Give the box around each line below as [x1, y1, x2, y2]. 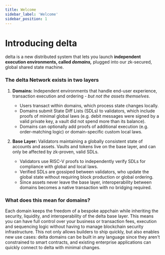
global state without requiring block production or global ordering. [19, 174, 154, 180]
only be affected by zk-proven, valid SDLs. [12, 149, 99, 155]
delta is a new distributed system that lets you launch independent [5, 54, 141, 60]
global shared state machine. [5, 64, 64, 70]
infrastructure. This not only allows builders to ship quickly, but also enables [5, 228, 160, 234]
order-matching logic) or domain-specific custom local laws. [19, 128, 143, 134]
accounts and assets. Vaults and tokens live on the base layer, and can [12, 143, 156, 149]
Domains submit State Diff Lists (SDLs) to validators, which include [19, 108, 155, 114]
